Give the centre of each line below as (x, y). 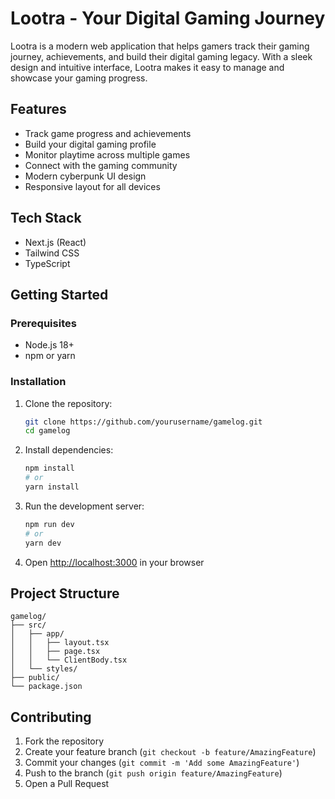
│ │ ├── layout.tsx (60, 643)
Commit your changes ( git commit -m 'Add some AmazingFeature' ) (162, 763)
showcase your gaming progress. (79, 78)
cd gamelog (47, 431)
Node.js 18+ (49, 345)
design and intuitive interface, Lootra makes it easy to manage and (147, 67)
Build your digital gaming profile (90, 144)
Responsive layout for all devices (92, 186)
